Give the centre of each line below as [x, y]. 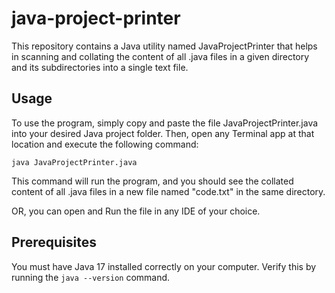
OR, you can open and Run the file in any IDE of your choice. [136, 211]
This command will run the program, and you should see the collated [152, 181]
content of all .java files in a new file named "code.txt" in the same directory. [168, 191]
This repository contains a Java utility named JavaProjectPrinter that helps [164, 46]
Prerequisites [54, 242]
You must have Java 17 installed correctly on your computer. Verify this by [164, 266]
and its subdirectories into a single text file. [100, 67]
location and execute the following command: [105, 144]
